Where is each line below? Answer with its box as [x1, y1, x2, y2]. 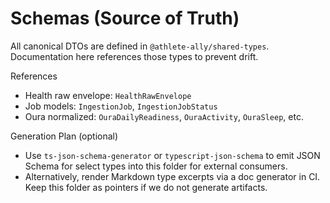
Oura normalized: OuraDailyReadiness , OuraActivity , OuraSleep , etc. [24, 110, 304, 122]
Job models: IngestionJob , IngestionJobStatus [24, 100, 218, 112]
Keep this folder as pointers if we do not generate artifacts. [24, 181, 268, 193]
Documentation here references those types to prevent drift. [10, 50, 259, 62]
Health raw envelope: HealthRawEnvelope [24, 89, 192, 101]
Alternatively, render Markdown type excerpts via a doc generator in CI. [24, 170, 321, 182]
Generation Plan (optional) [10, 130, 119, 142]
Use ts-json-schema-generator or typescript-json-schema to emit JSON [24, 149, 321, 161]
